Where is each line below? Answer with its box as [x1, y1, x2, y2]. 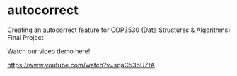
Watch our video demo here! [7, 47, 91, 55]
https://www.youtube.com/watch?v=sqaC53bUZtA [7, 60, 156, 69]
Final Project [7, 33, 44, 41]
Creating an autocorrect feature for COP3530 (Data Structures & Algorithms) [7, 26, 231, 34]
